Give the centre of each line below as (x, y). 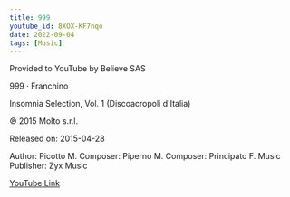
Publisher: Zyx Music (48, 166)
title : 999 (30, 18)
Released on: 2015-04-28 (58, 139)
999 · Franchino (39, 86)
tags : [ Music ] (36, 43)
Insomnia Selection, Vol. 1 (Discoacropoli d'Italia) (100, 104)
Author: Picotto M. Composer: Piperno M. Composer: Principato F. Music (145, 156)
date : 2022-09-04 (42, 34)
